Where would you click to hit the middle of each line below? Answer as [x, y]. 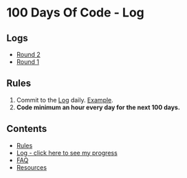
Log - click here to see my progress [67, 153]
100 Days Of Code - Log [76, 13]
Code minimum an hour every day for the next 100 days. [98, 107]
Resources [32, 167]
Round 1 [27, 62]
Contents [27, 129]
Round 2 [28, 54]
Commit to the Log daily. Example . [65, 100]
